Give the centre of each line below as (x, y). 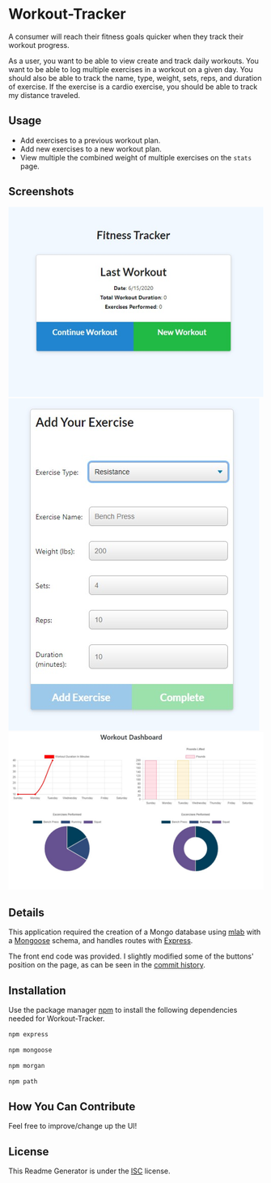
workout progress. (39, 45)
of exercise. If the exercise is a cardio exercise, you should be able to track (133, 87)
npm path (23, 1081)
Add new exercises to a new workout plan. (91, 149)
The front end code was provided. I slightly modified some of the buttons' (131, 956)
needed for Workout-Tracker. (57, 1019)
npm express (28, 1034)
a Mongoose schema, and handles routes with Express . (101, 941)
